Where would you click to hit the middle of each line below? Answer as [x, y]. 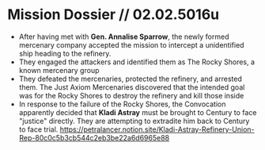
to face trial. [38, 129]
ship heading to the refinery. [65, 53]
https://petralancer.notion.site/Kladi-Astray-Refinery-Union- [157, 129]
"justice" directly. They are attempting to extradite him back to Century [134, 121]
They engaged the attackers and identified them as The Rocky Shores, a [136, 62]
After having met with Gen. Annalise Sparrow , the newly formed [124, 37]
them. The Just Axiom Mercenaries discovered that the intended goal [132, 87]
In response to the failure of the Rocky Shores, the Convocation [122, 104]
